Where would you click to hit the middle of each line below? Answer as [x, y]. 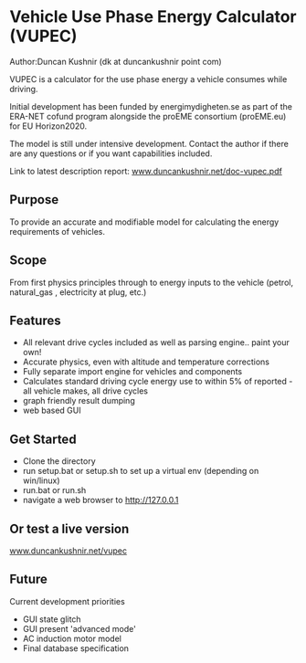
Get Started [43, 439]
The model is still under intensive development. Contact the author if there [149, 143]
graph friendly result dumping [79, 401]
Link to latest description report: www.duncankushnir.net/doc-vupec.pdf [146, 171]
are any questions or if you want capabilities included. [111, 153]
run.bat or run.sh [54, 490]
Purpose [34, 200]
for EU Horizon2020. [48, 126]
